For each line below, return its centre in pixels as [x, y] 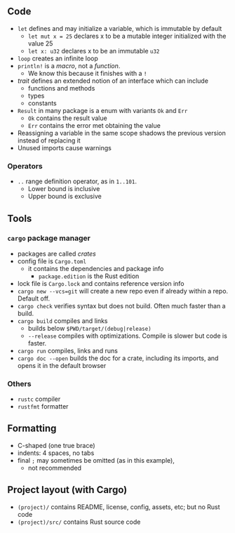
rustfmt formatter [43, 407]
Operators [25, 166]
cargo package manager [49, 238]
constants [42, 103]
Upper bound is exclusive [65, 197]
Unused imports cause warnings [65, 147]
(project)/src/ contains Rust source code [79, 522]
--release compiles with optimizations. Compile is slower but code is [128, 336]
